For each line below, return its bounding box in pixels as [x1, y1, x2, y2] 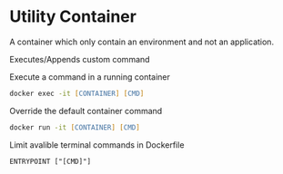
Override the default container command [9, 105, 163, 116]
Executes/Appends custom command [9, 53, 150, 64]
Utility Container [9, 6, 136, 27]
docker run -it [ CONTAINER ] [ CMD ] [9, 122, 141, 132]
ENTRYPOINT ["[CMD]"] [9, 157, 92, 166]
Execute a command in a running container [9, 71, 171, 82]
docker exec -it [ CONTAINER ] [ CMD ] [9, 89, 145, 98]
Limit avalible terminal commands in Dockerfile [9, 139, 185, 150]
